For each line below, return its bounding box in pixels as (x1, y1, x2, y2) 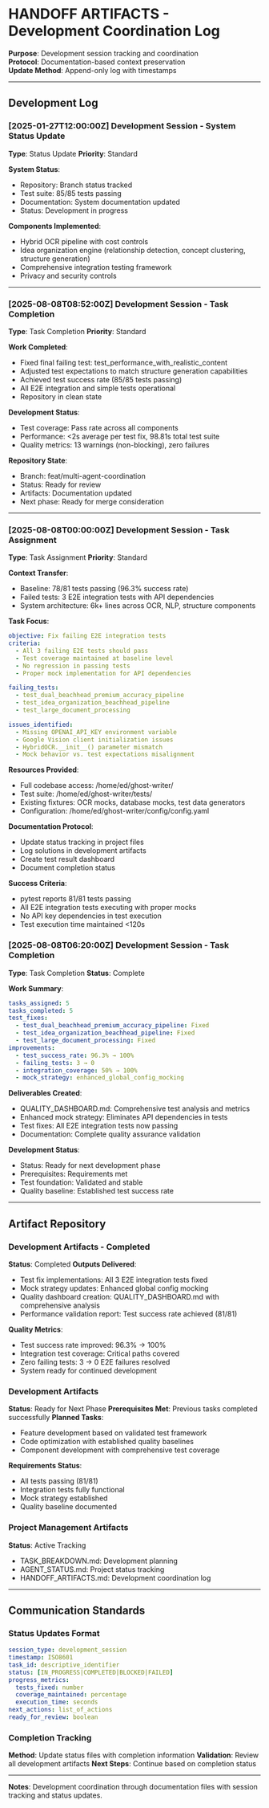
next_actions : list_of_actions (8, 1706, 113, 1714)
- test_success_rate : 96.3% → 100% (15, 1051, 134, 1059)
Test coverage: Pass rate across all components (19, 422, 179, 432)
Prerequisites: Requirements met (19, 1169, 128, 1179)
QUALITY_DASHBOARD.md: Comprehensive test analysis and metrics (19, 1104, 251, 1113)
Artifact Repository (8, 1217, 106, 1231)
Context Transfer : (8, 568, 69, 578)
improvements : (8, 1043, 56, 1052)
